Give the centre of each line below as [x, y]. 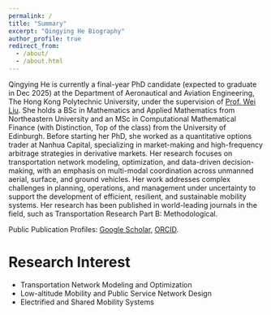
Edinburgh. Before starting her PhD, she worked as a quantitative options [130, 136]
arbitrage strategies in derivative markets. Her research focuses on [120, 153]
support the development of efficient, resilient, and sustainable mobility [127, 196]
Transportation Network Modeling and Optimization [106, 284]
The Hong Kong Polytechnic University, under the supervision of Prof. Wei [132, 101]
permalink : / [30, 16]
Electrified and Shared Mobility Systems [87, 302]
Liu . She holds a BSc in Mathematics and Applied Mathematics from [122, 110]
